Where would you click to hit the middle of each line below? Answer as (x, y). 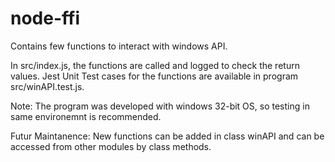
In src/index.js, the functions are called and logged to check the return (155, 65)
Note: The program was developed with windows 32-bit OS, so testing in (160, 106)
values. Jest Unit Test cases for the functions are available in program (154, 76)
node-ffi (45, 18)
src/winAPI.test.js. (47, 86)
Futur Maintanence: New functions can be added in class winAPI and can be (167, 136)
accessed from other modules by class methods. (111, 146)
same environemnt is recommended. (86, 116)
